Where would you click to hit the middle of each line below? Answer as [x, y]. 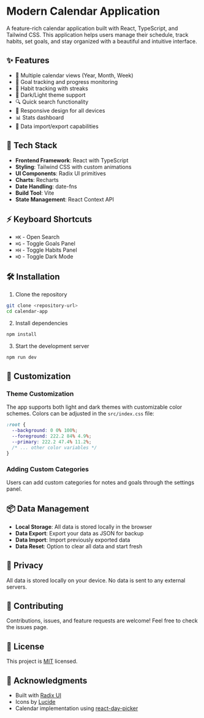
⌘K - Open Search [37, 237]
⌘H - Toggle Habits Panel [46, 250]
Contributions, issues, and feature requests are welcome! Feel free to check [102, 621]
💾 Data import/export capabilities [57, 126]
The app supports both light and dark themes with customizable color [94, 407]
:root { [16, 425]
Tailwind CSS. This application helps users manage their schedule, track [97, 34]
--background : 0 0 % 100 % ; [45, 431]
